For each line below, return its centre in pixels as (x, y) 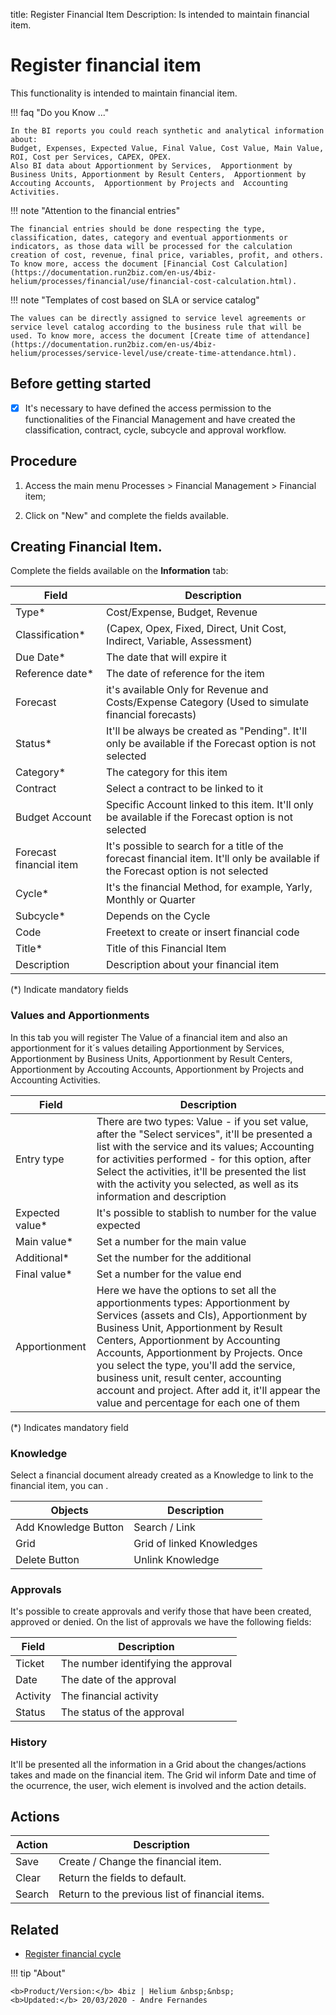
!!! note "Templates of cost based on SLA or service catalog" (135, 300)
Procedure (44, 461)
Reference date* (55, 674)
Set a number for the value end (169, 1274)
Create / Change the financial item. (140, 1862)
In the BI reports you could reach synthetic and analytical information (167, 130)
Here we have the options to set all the (186, 1290)
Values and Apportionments (80, 1016)
